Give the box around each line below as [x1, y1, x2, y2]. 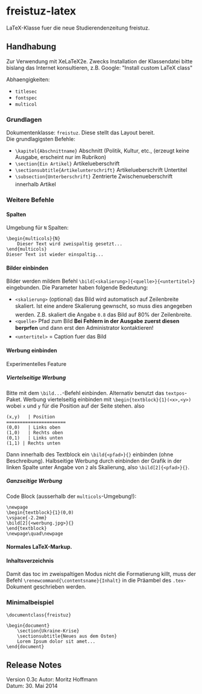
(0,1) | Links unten [6, 435, 63, 441]
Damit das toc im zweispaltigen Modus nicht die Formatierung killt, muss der [6, 570, 197, 578]
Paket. [6, 396, 22, 403]
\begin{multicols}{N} [6, 236, 61, 242]
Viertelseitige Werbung [6, 374, 66, 381]
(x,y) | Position [6, 414, 55, 420]
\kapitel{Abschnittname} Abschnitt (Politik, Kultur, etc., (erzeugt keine [14, 147, 190, 154]
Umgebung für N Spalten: [6, 224, 69, 232]
